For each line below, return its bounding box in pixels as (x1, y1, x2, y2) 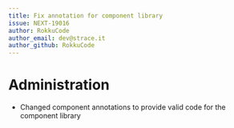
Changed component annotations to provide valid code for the (19, 102, 226, 112)
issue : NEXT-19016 (8, 19, 70, 27)
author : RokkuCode (8, 26, 70, 34)
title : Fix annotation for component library (8, 11, 163, 20)
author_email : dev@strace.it (8, 34, 106, 42)
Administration (8, 76, 110, 94)
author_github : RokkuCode (8, 42, 95, 50)
